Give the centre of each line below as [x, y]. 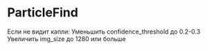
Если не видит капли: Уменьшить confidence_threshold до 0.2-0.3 [104, 32]
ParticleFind [43, 13]
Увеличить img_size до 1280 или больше [66, 38]
